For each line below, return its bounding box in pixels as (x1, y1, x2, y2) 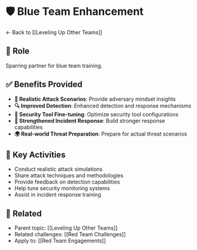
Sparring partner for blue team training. (5, 62, 103, 69)
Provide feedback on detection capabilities (14, 178, 120, 186)
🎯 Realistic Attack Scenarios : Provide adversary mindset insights (14, 95, 176, 103)
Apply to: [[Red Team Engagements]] (14, 237, 106, 245)
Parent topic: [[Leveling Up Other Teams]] (14, 224, 118, 231)
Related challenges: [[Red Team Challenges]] (14, 231, 126, 238)
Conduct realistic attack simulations (14, 165, 103, 173)
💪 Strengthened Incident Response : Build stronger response (14, 117, 165, 124)
